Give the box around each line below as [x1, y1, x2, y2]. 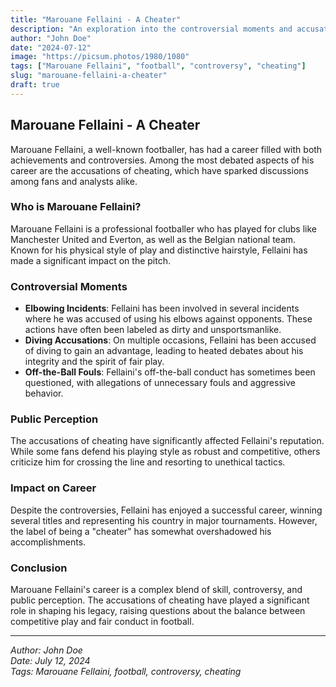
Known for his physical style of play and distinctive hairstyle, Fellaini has [10, 244, 308, 256]
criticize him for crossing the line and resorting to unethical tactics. [10, 456, 286, 468]
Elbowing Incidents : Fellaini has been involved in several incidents [24, 302, 300, 315]
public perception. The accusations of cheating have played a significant [10, 594, 310, 606]
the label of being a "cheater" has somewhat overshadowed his [10, 525, 272, 537]
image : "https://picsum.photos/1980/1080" [10, 52, 190, 62]
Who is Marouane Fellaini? [10, 200, 142, 214]
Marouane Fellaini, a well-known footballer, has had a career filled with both [10, 143, 323, 155]
